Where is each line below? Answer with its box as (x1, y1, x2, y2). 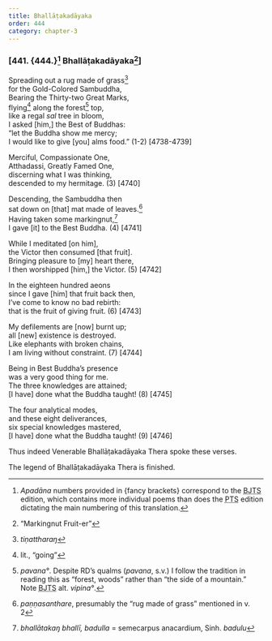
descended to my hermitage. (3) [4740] (8, 179, 141, 188)
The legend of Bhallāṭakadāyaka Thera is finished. (8, 462, 176, 471)
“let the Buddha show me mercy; (8, 128, 117, 138)
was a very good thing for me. (8, 372, 109, 381)
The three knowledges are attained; (8, 381, 127, 390)
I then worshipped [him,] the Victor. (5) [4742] (8, 265, 162, 274)
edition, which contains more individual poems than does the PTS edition (19, 494, 264, 504)
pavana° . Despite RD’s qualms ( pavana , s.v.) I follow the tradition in (19, 566, 245, 575)
